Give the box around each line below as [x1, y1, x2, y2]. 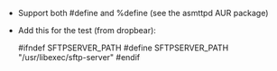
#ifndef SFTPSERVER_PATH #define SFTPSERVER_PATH [17, 42, 229, 53]
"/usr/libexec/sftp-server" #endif [17, 52, 141, 62]
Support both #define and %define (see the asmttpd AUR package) [17, 8, 269, 18]
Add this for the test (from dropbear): [17, 25, 156, 35]
